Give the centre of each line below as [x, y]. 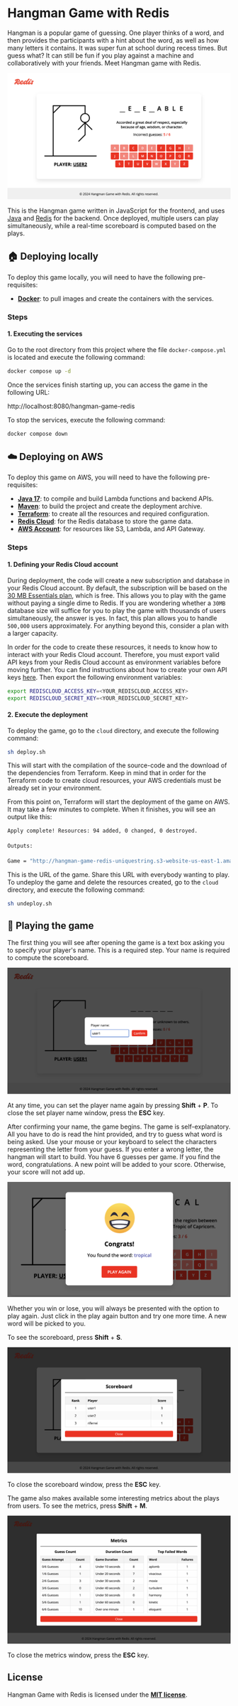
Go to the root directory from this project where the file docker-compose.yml [117, 349]
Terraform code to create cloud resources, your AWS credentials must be [114, 781]
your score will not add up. [46, 1172]
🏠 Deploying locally [53, 256]
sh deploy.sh [27, 752]
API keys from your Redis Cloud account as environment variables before [114, 662]
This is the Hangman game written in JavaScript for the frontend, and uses [116, 210]
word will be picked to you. [47, 1323]
